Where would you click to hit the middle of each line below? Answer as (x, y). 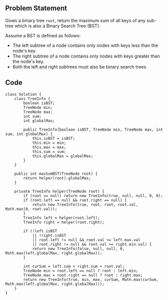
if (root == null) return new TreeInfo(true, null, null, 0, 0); (93, 196)
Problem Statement (36, 8)
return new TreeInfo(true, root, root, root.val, (85, 204)
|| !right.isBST (49, 235)
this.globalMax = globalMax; (63, 156)
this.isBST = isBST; (54, 138)
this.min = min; (49, 143)
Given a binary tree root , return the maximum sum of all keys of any (75, 20)
